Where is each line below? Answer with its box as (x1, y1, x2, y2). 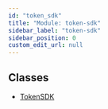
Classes (8, 71, 49, 84)
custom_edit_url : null (8, 41, 83, 49)
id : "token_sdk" (8, 11, 62, 20)
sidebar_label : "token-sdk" (8, 26, 102, 34)
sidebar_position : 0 (8, 33, 77, 42)
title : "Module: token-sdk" (8, 19, 102, 27)
